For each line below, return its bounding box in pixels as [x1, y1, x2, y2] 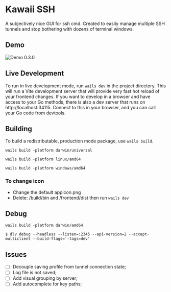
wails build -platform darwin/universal [5, 148, 93, 153]
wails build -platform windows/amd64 [5, 166, 86, 171]
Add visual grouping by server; [12, 275, 78, 281]
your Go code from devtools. [5, 110, 66, 116]
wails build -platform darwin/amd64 [5, 223, 83, 228]
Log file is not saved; [12, 270, 57, 276]
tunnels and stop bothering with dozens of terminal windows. [5, 26, 134, 32]
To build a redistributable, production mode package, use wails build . [5, 138, 154, 144]
